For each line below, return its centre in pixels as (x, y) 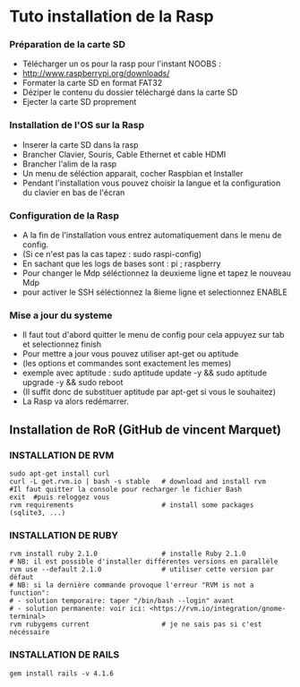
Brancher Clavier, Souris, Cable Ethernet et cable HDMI (124, 154)
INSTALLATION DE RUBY (64, 535)
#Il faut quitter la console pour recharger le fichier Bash (126, 490)
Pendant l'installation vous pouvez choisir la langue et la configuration (151, 183)
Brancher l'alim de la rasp (69, 164)
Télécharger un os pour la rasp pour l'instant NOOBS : (121, 64)
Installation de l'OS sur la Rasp (77, 125)
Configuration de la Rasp (64, 215)
